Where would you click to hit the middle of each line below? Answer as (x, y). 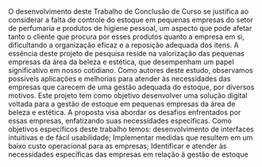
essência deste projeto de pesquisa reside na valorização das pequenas (126, 53)
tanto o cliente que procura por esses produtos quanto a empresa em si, (126, 36)
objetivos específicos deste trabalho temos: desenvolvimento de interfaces (131, 129)
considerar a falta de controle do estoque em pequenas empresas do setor (131, 20)
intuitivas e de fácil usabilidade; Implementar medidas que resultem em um (131, 137)
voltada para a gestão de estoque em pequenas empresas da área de (122, 104)
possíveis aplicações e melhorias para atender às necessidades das (119, 79)
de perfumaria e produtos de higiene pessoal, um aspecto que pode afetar (130, 28)
